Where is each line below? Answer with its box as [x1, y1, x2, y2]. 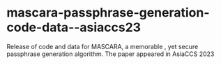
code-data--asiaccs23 [6, 19, 141, 35]
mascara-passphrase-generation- [6, 5, 210, 21]
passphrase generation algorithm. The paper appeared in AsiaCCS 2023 [6, 50, 215, 58]
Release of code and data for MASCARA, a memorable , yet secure [6, 42, 199, 50]
